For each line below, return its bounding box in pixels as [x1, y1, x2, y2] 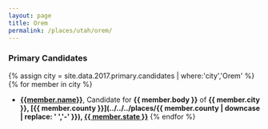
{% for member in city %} [8, 79, 94, 88]
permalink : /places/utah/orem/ [8, 26, 113, 34]
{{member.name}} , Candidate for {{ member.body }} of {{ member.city [19, 95, 260, 104]
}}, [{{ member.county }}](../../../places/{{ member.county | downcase [19, 103, 261, 112]
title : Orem [8, 19, 48, 27]
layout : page [8, 11, 52, 20]
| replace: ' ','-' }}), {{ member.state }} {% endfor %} [19, 111, 196, 121]
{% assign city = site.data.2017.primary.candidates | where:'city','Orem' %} [8, 71, 255, 80]
